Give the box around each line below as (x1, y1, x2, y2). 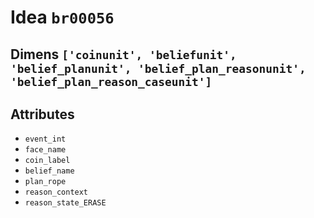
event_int (24, 134, 67, 145)
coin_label (24, 156, 71, 166)
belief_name (24, 166, 75, 176)
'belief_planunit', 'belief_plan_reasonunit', (10, 61, 307, 76)
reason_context (24, 187, 89, 198)
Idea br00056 (10, 6, 115, 29)
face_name (24, 145, 67, 155)
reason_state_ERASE (24, 198, 107, 208)
